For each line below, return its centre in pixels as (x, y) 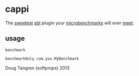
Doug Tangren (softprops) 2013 (37, 68)
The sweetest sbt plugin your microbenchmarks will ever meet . (70, 23)
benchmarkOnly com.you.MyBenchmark (42, 59)
